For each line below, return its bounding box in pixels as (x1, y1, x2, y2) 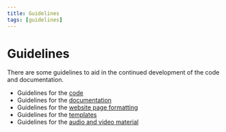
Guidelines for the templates (16, 111, 97, 119)
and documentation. (7, 76, 64, 84)
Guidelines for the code (16, 89, 84, 97)
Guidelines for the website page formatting (16, 103, 138, 111)
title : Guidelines (7, 10, 60, 17)
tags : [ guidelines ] (7, 16, 63, 23)
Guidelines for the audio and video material (16, 118, 139, 127)
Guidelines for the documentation (16, 96, 112, 105)
